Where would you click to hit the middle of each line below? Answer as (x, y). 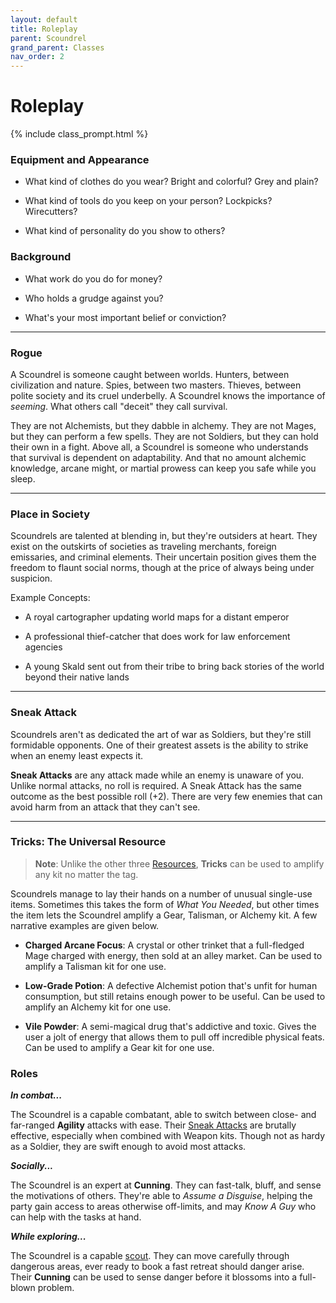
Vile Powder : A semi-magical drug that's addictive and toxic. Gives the (170, 1026)
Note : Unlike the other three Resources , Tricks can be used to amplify (179, 863)
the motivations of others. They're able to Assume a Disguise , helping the (161, 1196)
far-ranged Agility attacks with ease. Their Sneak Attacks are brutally (153, 1125)
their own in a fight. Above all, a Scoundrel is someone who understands (159, 447)
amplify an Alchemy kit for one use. (98, 1007)
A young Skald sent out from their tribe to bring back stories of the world (174, 667)
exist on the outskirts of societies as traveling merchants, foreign (143, 547)
